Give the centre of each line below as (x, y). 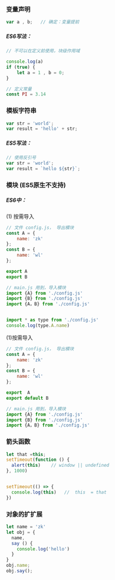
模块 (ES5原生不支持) (36, 185)
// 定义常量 (19, 89)
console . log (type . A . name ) (38, 326)
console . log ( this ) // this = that (59, 492)
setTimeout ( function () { (38, 460)
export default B (27, 398)
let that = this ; (26, 454)
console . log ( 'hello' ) (43, 549)
